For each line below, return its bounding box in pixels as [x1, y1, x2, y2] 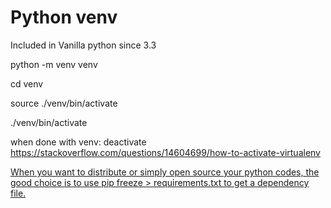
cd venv [10, 77, 44, 90]
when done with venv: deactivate [10, 136, 147, 148]
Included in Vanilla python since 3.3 [10, 39, 157, 51]
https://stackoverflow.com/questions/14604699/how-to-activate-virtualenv [10, 146, 321, 158]
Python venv [10, 6, 118, 29]
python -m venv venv [10, 58, 98, 70]
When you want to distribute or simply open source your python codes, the [10, 166, 320, 178]
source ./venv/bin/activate [10, 97, 118, 109]
